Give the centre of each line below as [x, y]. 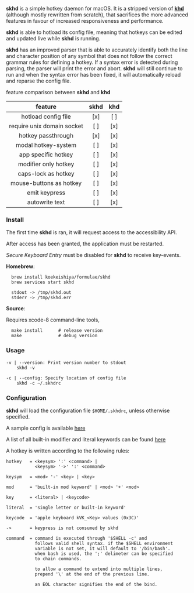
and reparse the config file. [39, 81]
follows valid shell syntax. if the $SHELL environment [104, 543]
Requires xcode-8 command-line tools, [53, 320]
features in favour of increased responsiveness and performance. [85, 21]
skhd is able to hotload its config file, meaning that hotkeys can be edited [94, 32]
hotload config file [46, 116]
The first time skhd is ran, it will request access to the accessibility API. [92, 232]
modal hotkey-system [46, 145]
